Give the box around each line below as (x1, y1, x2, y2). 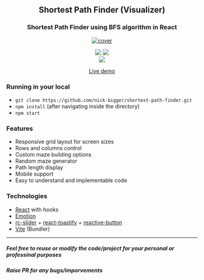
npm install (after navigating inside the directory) (15, 103, 140, 110)
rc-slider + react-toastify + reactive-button (15, 219, 123, 226)
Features (6, 124, 33, 132)
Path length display (15, 164, 64, 171)
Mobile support (15, 170, 53, 178)
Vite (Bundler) (15, 225, 50, 233)
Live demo (89, 67, 115, 75)
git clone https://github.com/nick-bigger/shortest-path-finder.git (15, 97, 192, 103)
